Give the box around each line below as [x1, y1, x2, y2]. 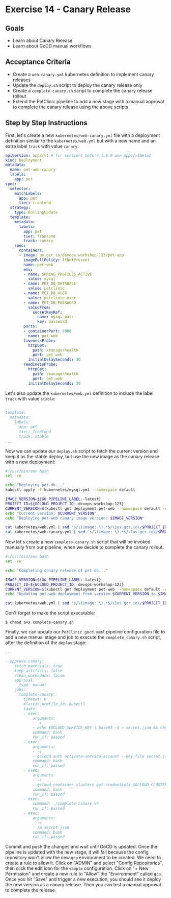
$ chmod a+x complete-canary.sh [5, 620, 74, 625]
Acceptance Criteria [5, 58, 71, 66]
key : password [37, 319, 67, 324]
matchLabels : [14, 191, 42, 196]
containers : [18, 248, 44, 253]
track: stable [18, 434, 49, 439]
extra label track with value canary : [5, 143, 79, 149]
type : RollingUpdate [14, 210, 58, 215]
